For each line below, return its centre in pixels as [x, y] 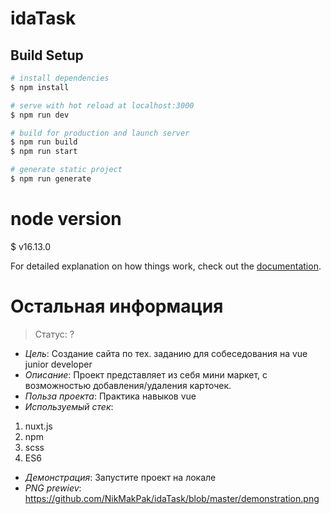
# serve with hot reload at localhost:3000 [102, 105]
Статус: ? [54, 334]
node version [66, 219]
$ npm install [40, 87]
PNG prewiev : [53, 488]
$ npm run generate [51, 179]
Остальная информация [117, 306]
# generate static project [66, 170]
